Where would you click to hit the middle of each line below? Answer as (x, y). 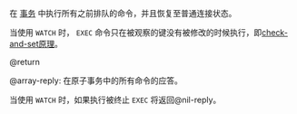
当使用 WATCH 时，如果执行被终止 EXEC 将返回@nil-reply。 (115, 100)
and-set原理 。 (36, 44)
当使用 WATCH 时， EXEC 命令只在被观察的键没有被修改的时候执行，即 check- (149, 33)
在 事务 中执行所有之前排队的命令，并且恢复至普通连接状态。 (123, 13)
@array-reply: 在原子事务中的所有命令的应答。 (96, 81)
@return (25, 62)
